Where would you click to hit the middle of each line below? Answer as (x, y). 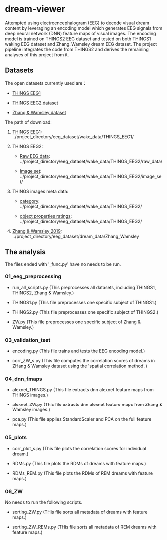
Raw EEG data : (35, 156)
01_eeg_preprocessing (33, 276)
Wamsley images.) (31, 410)
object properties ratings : (46, 216)
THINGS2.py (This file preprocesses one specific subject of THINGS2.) (85, 312)
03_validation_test (28, 340)
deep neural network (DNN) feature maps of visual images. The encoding (81, 33)
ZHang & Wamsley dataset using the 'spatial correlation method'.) (80, 366)
